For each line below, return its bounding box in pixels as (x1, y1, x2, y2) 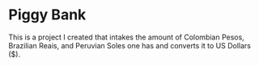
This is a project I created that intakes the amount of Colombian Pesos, (8, 32, 244, 42)
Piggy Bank (8, 6, 87, 24)
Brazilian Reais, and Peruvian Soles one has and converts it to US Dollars (8, 40, 251, 50)
